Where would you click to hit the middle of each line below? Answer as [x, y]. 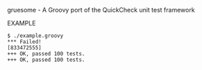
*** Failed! [24, 42]
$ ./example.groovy [35, 36]
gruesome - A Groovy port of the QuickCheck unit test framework [101, 10]
